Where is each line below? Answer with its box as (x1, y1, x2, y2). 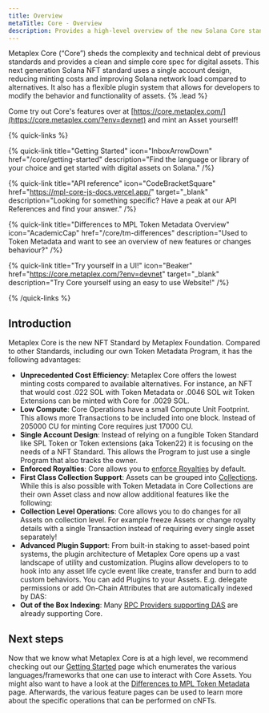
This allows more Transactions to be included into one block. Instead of (19, 413, 256, 423)
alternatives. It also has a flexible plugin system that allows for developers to (8, 83, 260, 92)
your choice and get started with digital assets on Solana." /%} (8, 163, 215, 173)
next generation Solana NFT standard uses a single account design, (8, 66, 232, 75)
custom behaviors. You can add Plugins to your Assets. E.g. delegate (19, 574, 247, 585)
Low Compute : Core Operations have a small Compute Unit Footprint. (19, 405, 251, 414)
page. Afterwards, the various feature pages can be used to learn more (8, 687, 243, 697)
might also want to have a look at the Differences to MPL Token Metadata (8, 679, 251, 688)
